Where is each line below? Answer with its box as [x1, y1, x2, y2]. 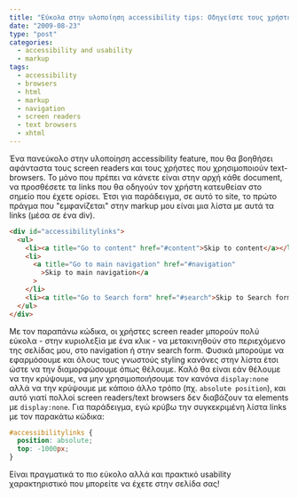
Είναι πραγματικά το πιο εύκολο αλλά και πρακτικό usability [9, 469, 231, 479]
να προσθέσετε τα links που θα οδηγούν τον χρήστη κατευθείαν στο [9, 181, 263, 192]
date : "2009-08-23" [9, 21, 82, 30]
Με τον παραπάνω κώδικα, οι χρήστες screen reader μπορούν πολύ [9, 325, 260, 336]
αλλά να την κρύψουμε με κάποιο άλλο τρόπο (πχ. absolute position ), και [9, 382, 286, 393]
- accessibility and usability [17, 46, 133, 55]
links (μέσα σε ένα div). [9, 210, 96, 221]
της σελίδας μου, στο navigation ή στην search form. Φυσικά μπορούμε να [9, 344, 284, 356]
